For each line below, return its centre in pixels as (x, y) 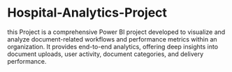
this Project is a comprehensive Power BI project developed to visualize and (116, 32)
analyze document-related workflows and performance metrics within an (113, 39)
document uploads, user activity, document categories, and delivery (106, 54)
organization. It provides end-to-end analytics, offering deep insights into (113, 46)
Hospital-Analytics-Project (87, 13)
